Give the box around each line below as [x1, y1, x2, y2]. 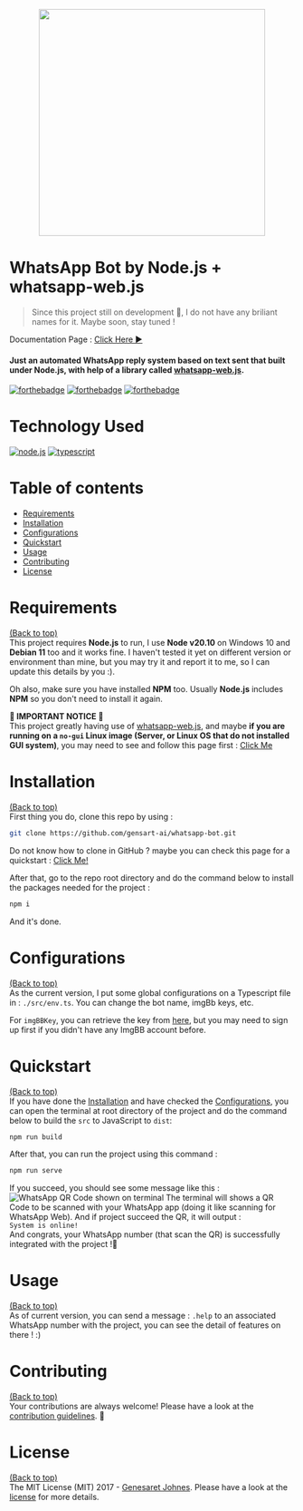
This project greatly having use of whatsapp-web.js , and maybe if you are [9, 720, 286, 731]
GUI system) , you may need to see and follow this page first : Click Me [9, 739, 273, 750]
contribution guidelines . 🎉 [9, 1410, 106, 1421]
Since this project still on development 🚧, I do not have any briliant [31, 307, 278, 317]
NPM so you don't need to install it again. [9, 693, 163, 704]
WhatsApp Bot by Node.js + [9, 258, 223, 278]
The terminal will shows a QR [166, 1193, 274, 1204]
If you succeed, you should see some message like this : [9, 1183, 220, 1194]
